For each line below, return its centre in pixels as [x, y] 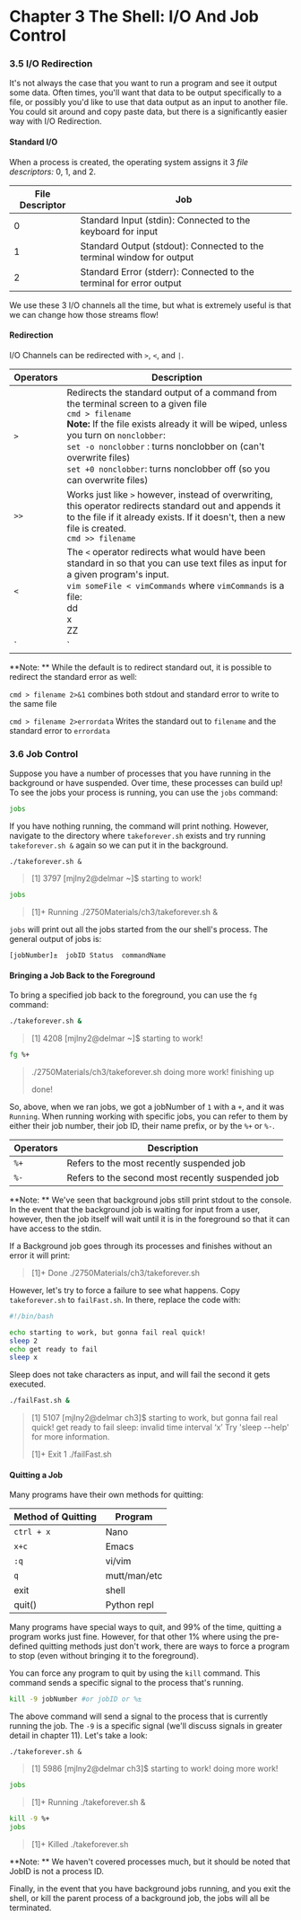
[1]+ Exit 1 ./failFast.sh [71, 1454]
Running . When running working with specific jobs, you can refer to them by [149, 1116]
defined [24, 1646]
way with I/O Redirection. [56, 121]
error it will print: [40, 1255]
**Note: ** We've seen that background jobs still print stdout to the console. [150, 1200]
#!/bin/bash [31, 1316]
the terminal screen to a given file [137, 403]
